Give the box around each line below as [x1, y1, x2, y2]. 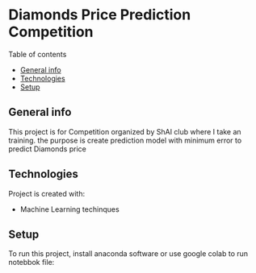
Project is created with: [8, 188, 86, 198]
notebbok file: [8, 258, 55, 267]
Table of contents [8, 49, 67, 59]
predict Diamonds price [8, 143, 86, 154]
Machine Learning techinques [19, 204, 120, 214]
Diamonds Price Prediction [8, 6, 191, 24]
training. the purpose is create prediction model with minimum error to [8, 135, 242, 145]
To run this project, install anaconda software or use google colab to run [8, 249, 249, 259]
